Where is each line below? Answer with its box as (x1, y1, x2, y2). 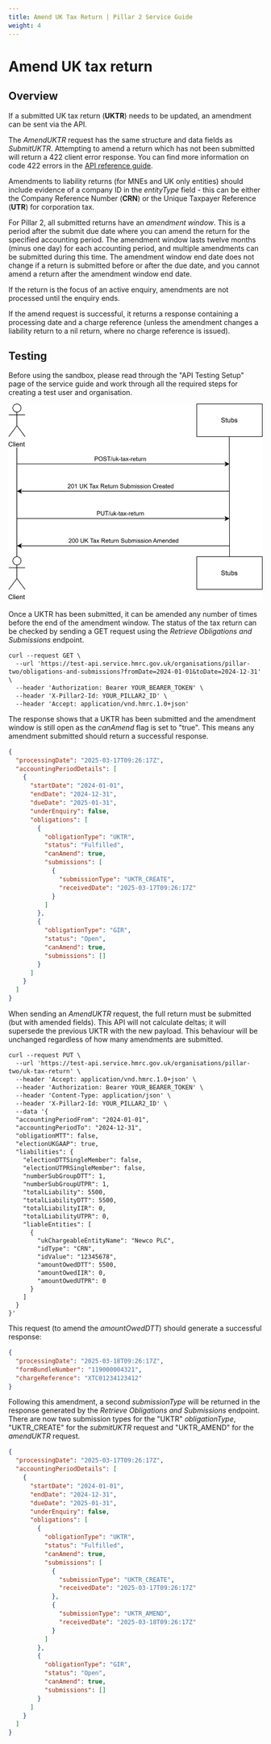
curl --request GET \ (8, 651, 81, 660)
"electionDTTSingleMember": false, (23, 1156, 143, 1164)
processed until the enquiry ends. (8, 293, 120, 302)
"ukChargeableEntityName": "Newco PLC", (37, 1237, 175, 1245)
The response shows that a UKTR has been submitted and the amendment (8, 714, 256, 723)
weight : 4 (8, 21, 42, 30)
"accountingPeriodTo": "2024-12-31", (15, 1124, 143, 1132)
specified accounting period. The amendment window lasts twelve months (8, 235, 256, 244)
